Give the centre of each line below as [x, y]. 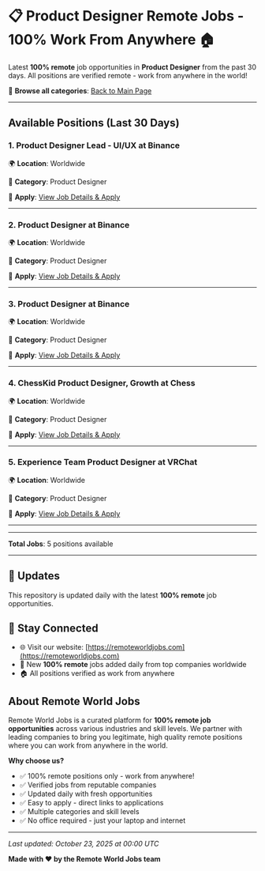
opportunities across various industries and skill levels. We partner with [125, 729]
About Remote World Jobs [74, 701]
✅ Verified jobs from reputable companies [88, 785]
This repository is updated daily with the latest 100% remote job [112, 595]
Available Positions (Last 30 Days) [94, 123]
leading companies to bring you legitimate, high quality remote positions [125, 737]
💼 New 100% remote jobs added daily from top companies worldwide [133, 665]
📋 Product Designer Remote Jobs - [126, 16]
